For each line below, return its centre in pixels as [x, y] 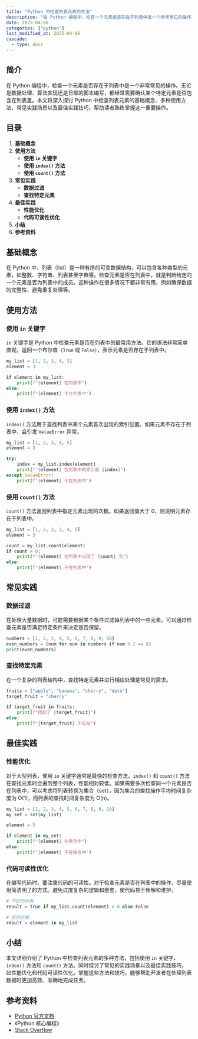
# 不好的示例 [20, 901]
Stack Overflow [34, 1030]
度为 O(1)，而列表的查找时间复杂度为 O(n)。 [59, 798]
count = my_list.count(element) [46, 546]
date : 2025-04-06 [27, 22]
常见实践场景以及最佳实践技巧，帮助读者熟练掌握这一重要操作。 [94, 108]
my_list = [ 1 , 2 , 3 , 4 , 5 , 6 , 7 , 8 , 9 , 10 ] [60, 809]
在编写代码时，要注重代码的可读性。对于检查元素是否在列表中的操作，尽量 [96, 883]
